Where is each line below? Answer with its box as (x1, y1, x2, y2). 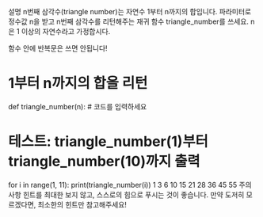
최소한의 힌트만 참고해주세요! (37, 200, 127, 209)
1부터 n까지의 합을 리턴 (8, 74, 148, 93)
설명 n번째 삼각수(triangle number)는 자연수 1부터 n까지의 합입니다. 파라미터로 (8, 7, 252, 16)
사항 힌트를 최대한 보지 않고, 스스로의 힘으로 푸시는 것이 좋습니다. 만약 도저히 (8, 189, 245, 200)
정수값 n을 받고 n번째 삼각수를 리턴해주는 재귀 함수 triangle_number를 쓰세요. (8, 17, 250, 26)
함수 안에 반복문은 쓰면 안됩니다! (8, 44, 109, 53)
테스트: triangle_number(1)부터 (8, 133, 208, 150)
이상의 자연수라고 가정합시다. (21, 27, 111, 36)
